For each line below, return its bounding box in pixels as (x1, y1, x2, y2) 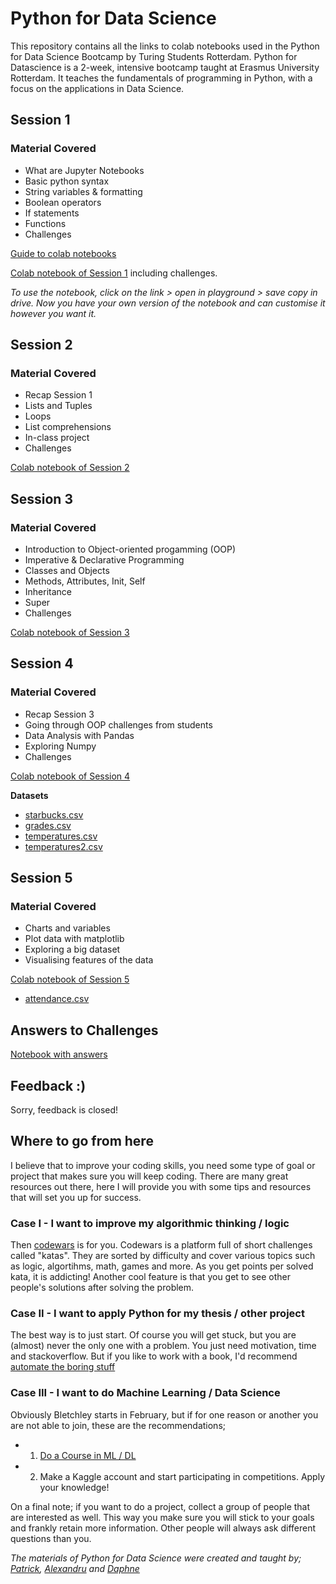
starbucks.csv (24, 808, 84, 821)
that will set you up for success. (10, 1191, 142, 1203)
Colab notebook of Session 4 (10, 770, 131, 782)
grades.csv (24, 819, 72, 831)
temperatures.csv (24, 830, 98, 842)
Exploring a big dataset (24, 943, 121, 956)
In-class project (24, 432, 90, 444)
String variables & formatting (24, 185, 143, 197)
